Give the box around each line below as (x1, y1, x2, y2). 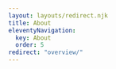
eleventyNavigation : (8, 26, 77, 34)
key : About (15, 33, 52, 42)
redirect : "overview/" (8, 48, 83, 56)
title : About (8, 19, 52, 27)
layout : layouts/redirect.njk (8, 11, 109, 20)
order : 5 (15, 41, 44, 49)
